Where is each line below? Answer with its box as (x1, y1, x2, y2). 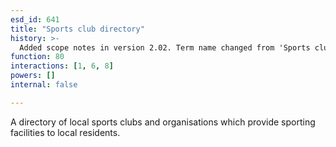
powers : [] (10, 71, 56, 81)
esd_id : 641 (10, 14, 60, 25)
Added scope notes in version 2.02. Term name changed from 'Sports (19, 42, 311, 53)
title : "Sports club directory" (10, 24, 145, 34)
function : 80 (10, 52, 65, 62)
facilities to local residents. (10, 126, 121, 138)
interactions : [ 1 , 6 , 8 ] (10, 61, 114, 71)
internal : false (10, 80, 78, 90)
